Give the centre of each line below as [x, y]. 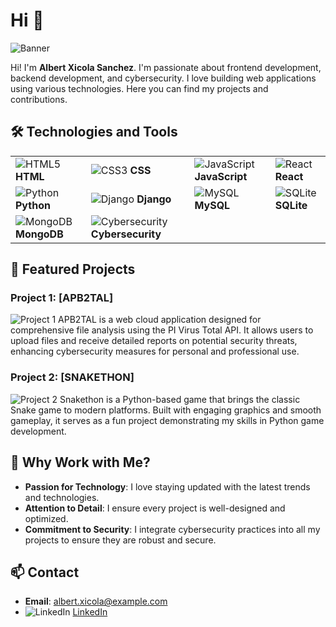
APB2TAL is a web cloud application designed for [160, 320]
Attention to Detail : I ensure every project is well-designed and [155, 508]
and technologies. [62, 497]
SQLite [291, 205]
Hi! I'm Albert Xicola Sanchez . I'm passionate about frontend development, [166, 67]
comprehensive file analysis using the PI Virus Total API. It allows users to [162, 330]
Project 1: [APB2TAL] [62, 298]
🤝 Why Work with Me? [80, 462]
